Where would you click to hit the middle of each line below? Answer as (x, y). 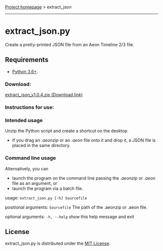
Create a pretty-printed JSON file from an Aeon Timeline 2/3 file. (70, 44)
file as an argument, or (34, 183)
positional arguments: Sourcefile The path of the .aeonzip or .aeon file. (76, 207)
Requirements (27, 60)
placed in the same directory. (41, 146)
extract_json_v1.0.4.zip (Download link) (44, 95)
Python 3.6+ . (25, 71)
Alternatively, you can (27, 168)
